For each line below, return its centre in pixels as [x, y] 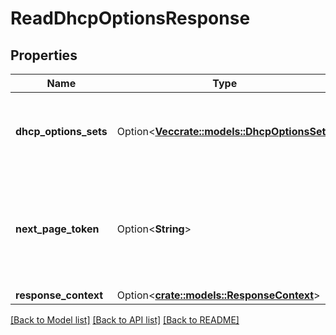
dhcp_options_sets [61, 131]
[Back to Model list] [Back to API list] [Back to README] [125, 320]
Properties [44, 55]
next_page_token [57, 229]
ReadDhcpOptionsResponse [130, 18]
